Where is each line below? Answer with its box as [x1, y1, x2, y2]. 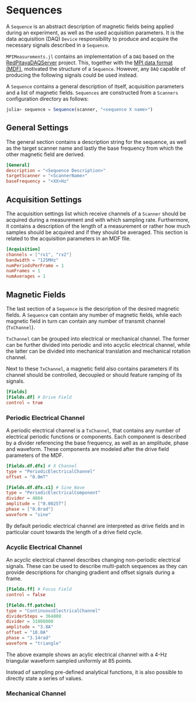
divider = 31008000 [6, 618, 54, 625]
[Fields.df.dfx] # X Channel [6, 463, 77, 469]
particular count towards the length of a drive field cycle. [6, 528, 143, 535]
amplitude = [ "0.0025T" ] [6, 501, 67, 507]
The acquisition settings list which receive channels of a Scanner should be [6, 210, 186, 217]
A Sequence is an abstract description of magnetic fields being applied [6, 23, 174, 30]
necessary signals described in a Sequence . [6, 42, 109, 49]
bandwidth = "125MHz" [6, 257, 59, 263]
